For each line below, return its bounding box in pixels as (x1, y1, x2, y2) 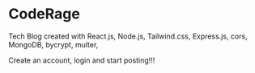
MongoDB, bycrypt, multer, (8, 39, 99, 49)
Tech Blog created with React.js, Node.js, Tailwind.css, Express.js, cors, (8, 31, 249, 41)
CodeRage (8, 5, 81, 23)
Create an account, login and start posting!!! (8, 55, 155, 65)
